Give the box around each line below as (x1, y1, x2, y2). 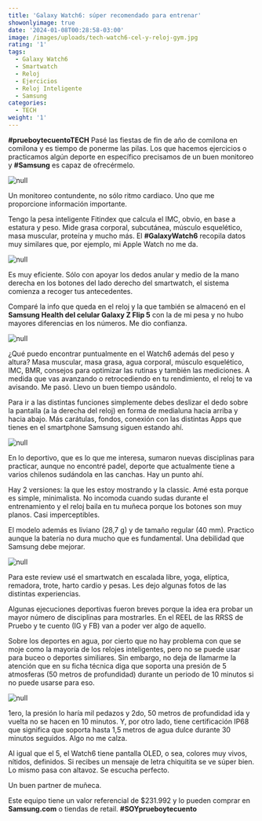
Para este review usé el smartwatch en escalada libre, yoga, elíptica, (8, 572, 230, 581)
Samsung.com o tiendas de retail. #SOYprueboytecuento (8, 804, 198, 813)
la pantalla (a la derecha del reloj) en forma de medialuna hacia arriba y (8, 405, 238, 415)
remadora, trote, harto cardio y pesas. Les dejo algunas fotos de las (8, 581, 227, 590)
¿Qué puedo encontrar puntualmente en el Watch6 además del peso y (8, 349, 235, 358)
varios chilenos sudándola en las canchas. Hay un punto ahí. (8, 469, 204, 479)
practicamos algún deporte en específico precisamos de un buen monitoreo (8, 152, 254, 161)
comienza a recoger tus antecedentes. (8, 286, 133, 295)
